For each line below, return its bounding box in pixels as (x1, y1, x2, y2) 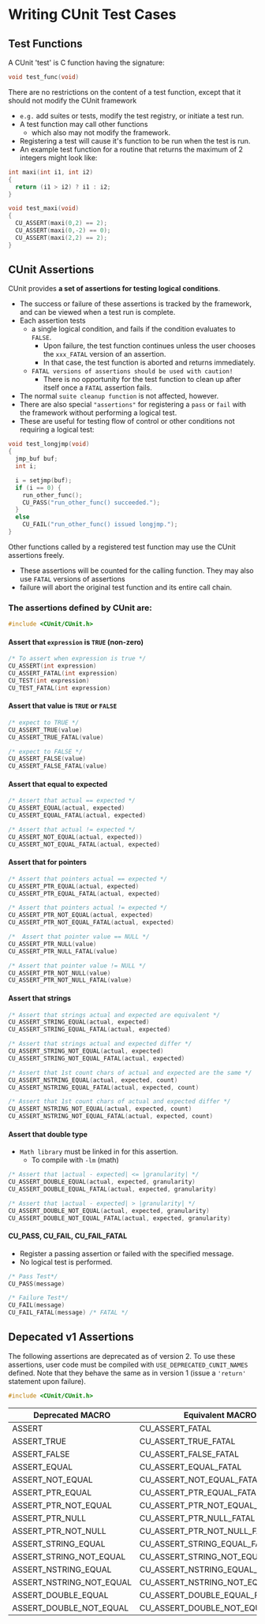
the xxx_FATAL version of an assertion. (43, 350, 166, 359)
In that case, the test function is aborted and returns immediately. (43, 357, 256, 368)
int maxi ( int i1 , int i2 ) (8, 168, 93, 176)
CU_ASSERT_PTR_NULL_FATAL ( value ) (8, 947, 118, 956)
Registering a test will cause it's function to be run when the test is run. (19, 136, 251, 145)
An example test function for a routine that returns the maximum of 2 (19, 144, 243, 154)
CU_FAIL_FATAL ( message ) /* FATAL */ (8, 1308, 129, 1317)
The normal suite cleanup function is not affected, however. (19, 391, 219, 401)
